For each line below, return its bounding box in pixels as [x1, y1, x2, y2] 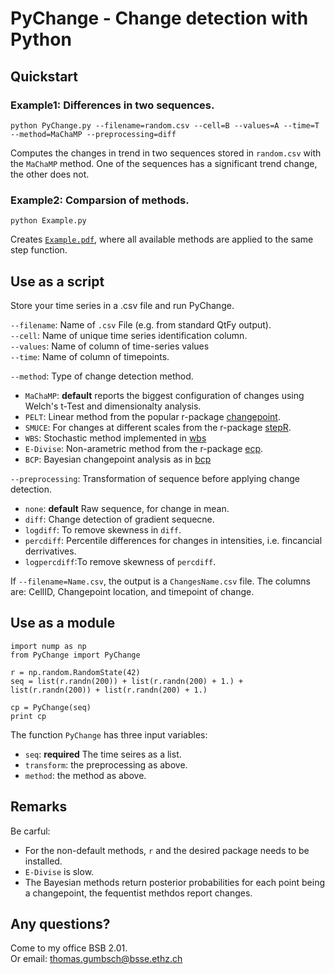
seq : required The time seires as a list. [24, 748, 182, 760]
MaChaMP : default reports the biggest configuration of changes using [24, 389, 305, 401]
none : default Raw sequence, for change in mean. [24, 502, 230, 514]
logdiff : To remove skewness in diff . [24, 523, 182, 536]
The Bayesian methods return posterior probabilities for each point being [24, 876, 325, 888]
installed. [24, 855, 63, 867]
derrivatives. [24, 545, 77, 557]
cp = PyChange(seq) [10, 702, 92, 712]
